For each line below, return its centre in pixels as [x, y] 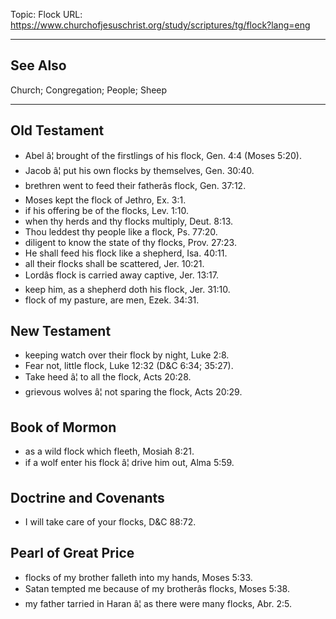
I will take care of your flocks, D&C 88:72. [110, 522]
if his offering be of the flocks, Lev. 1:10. [106, 210]
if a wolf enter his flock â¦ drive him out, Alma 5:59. [129, 463]
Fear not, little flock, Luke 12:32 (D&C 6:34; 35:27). [129, 366]
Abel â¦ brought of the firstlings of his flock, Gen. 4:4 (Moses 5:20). [163, 155]
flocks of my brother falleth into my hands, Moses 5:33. [138, 577]
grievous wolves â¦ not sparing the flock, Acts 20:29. [133, 392]
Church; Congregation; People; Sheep [89, 90]
